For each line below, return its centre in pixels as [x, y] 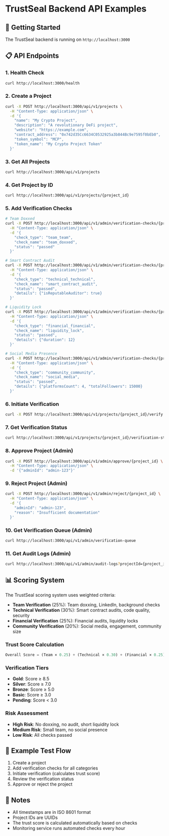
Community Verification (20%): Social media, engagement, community [87, 626]
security [21, 615]
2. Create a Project [28, 96]
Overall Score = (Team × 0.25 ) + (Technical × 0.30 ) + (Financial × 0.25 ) [85, 655]
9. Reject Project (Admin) [36, 483]
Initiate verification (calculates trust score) [56, 774]
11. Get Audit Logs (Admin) [38, 553]
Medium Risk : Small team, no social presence [60, 729]
